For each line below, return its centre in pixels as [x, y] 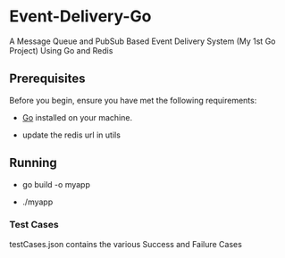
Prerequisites [47, 79]
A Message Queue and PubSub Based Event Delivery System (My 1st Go [142, 41]
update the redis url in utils [71, 135]
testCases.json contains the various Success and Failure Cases [126, 244]
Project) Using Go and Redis [61, 50]
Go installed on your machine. [77, 117]
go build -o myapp [56, 184]
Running [34, 163]
